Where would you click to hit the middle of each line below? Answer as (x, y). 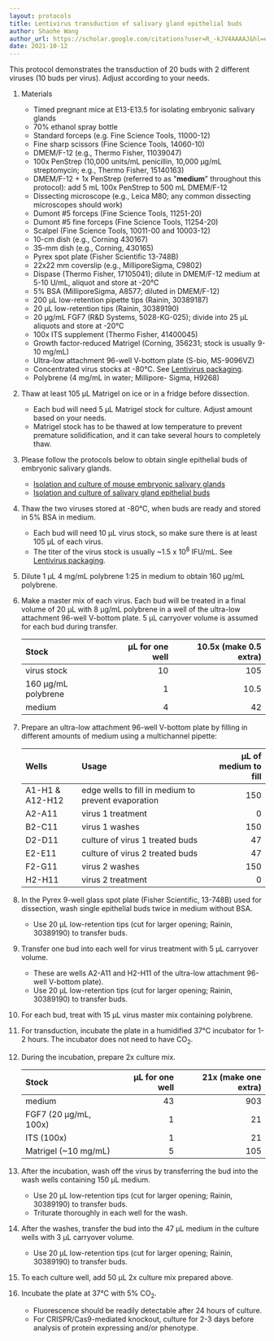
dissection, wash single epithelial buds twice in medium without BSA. (137, 908)
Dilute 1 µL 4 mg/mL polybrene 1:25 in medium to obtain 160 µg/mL (133, 576)
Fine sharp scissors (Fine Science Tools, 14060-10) (119, 144)
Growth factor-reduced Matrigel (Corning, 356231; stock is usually (144, 344)
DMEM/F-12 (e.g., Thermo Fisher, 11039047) (107, 153)
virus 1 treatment (114, 813)
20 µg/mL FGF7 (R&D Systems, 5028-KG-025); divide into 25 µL (141, 318)
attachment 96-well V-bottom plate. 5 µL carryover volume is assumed (139, 618)
